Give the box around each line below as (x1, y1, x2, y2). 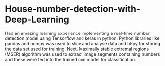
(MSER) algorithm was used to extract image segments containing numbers (5, 51, 160, 57)
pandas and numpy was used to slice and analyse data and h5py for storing (5, 40, 161, 46)
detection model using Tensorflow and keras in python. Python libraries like (5, 35, 160, 41)
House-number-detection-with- (5, 3, 141, 15)
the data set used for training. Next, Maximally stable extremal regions (5, 46, 149, 52)
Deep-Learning (5, 14, 70, 25)
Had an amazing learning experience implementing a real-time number (5, 30, 150, 36)
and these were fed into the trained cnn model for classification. (5, 56, 136, 62)
